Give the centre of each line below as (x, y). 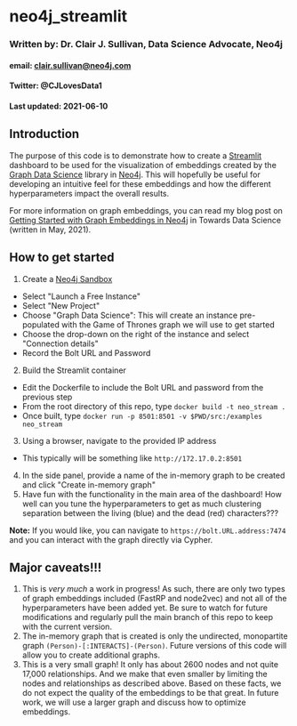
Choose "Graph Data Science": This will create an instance (130, 315)
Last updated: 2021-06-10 (59, 106)
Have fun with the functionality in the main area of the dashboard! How (152, 494)
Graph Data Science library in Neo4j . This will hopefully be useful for (135, 174)
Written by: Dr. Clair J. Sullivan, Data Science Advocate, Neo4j (146, 44)
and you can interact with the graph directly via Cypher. (111, 539)
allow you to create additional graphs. (91, 655)
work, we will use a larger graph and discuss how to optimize (134, 702)
